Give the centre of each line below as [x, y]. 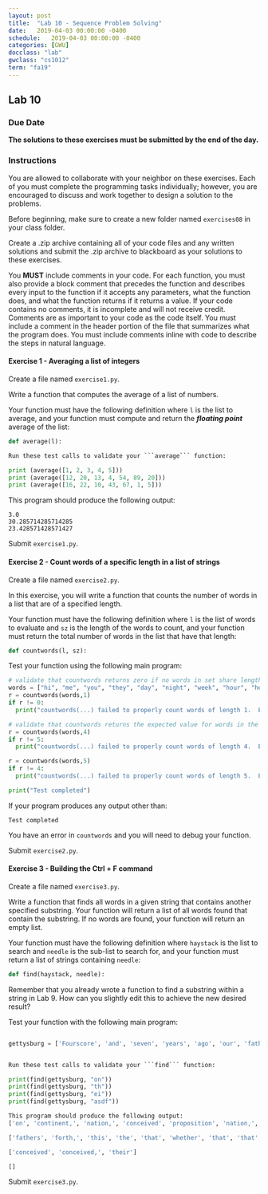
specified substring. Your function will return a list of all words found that [128, 910]
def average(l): [35, 441]
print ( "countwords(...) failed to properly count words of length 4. [133, 747]
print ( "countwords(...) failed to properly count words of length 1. [133, 710]
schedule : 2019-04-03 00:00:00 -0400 [75, 38]
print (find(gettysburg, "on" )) [60, 1079]
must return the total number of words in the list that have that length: [122, 636]
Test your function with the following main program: [93, 1022]
